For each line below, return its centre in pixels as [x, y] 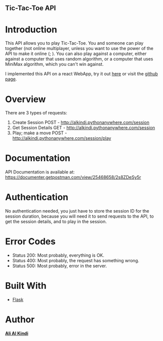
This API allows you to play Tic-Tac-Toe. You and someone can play [74, 43]
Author [20, 320]
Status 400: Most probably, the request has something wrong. [76, 261]
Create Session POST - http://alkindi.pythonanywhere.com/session [81, 122]
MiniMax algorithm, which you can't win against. [54, 64]
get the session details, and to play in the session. [56, 222]
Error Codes [30, 242]
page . [11, 79]
